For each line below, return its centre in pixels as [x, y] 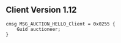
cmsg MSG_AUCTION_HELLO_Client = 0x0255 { [61, 24]
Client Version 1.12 [41, 10]
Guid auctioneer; [39, 29]
